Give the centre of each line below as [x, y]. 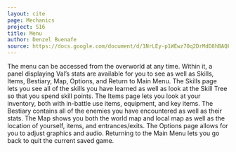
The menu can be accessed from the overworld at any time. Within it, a [110, 66]
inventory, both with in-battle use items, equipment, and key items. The [110, 103]
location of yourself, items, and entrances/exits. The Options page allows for [118, 126]
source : [19, 46]
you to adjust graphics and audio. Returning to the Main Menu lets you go [113, 133]
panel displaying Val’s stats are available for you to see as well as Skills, [111, 74]
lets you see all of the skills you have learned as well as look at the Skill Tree [117, 89]
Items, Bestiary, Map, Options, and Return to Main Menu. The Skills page [112, 81]
